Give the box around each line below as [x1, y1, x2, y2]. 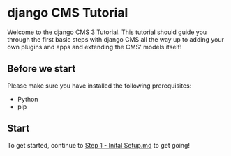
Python [17, 95, 38, 103]
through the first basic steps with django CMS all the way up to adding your [7, 35, 225, 43]
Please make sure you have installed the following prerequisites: [7, 81, 192, 90]
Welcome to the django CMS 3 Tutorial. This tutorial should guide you [7, 28, 207, 36]
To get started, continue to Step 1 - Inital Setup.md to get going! [7, 141, 191, 149]
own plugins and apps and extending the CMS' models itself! [7, 42, 182, 51]
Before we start [7, 63, 76, 75]
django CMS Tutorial [7, 5, 128, 21]
